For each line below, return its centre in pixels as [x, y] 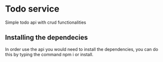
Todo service [32, 9]
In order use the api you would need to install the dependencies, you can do [81, 49]
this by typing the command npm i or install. [49, 54]
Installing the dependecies [47, 38]
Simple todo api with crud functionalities [46, 22]
